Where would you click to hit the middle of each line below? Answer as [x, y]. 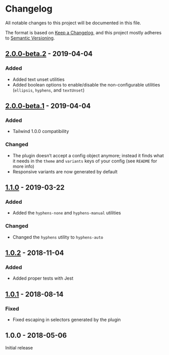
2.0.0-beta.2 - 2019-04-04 [49, 54]
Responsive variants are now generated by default [65, 171]
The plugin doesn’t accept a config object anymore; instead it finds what [88, 155]
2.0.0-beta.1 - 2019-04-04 [48, 106]
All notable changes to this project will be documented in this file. [73, 23]
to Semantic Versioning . [30, 38]
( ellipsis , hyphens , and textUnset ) [49, 90]
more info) [23, 166]
